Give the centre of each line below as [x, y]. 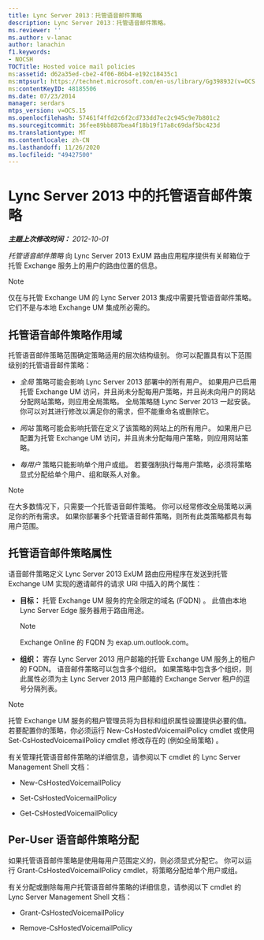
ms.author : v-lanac [40, 37]
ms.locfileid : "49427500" [50, 154]
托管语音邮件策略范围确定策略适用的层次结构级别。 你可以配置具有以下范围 [130, 355]
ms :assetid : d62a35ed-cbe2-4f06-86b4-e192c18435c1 [93, 74]
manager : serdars [37, 103]
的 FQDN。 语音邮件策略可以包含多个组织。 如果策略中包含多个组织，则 [136, 669]
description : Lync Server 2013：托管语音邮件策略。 [89, 23]
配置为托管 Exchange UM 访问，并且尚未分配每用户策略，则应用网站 [130, 438]
